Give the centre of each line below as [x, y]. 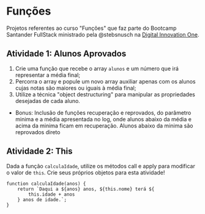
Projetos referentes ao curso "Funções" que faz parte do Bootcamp [91, 28]
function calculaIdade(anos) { [46, 184]
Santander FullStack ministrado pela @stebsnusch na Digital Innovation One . [103, 34]
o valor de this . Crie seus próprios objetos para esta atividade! [86, 173]
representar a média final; [48, 75]
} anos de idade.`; [42, 199]
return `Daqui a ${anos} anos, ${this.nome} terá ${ [86, 189]
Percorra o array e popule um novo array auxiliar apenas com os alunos [105, 81]
